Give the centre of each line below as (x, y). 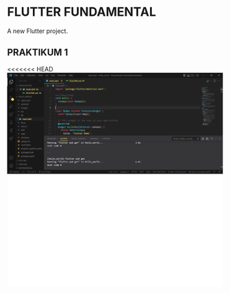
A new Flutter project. (38, 31)
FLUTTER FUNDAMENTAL (81, 12)
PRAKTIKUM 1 (38, 52)
